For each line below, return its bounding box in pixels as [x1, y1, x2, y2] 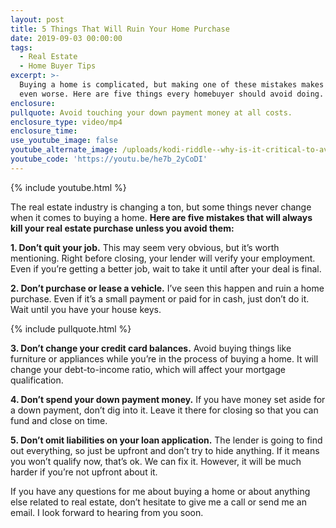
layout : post [10, 14, 65, 25]
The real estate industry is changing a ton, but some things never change [10, 201, 312, 213]
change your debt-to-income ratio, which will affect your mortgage [10, 363, 286, 375]
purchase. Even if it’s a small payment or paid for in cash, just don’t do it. [10, 292, 310, 305]
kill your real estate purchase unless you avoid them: [10, 222, 235, 234]
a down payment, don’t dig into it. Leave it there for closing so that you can [10, 404, 319, 416]
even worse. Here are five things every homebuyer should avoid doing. [19, 89, 325, 99]
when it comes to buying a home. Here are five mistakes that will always [10, 211, 313, 223]
